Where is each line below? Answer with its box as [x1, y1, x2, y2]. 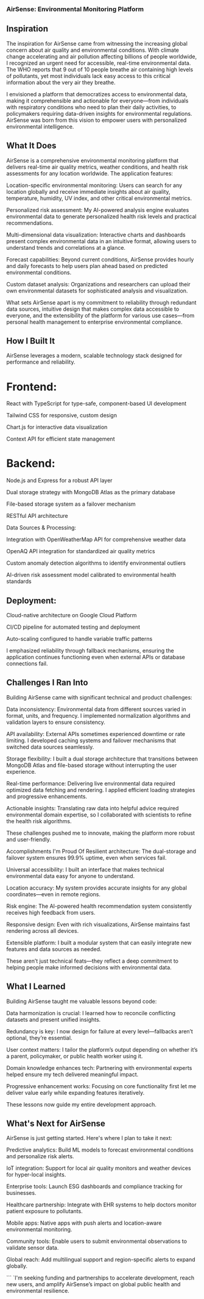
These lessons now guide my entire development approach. [6, 1100, 157, 1108]
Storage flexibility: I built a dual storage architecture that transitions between [6, 755, 198, 762]
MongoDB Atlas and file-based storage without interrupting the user [6, 761, 177, 769]
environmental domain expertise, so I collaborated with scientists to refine [6, 811, 192, 818]
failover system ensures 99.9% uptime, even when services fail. [6, 854, 167, 861]
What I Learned [6, 982, 66, 992]
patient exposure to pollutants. [6, 1208, 83, 1215]
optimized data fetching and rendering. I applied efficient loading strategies [6, 786, 195, 793]
